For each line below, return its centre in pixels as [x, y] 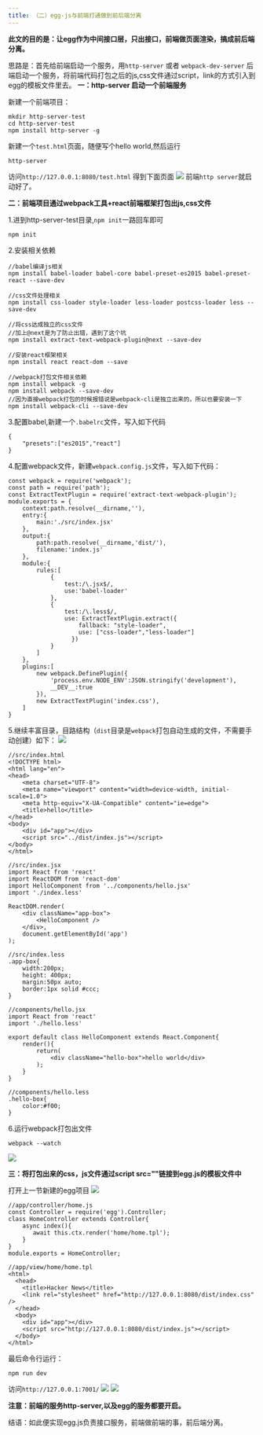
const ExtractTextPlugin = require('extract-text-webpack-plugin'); [122, 495]
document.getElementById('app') [75, 934]
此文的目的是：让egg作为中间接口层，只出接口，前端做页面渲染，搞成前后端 [131, 39]
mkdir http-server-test [47, 116]
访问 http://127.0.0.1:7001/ [54, 1389]
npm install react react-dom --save [68, 362]
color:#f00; [42, 1106]
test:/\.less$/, [91, 611]
